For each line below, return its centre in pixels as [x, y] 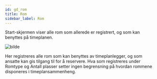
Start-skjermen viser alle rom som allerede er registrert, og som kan [72, 32]
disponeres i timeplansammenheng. [41, 72]
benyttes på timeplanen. [29, 37]
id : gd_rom [16, 9]
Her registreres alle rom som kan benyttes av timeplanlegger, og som [74, 56]
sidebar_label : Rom [25, 18]
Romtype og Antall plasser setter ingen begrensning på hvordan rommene [78, 66]
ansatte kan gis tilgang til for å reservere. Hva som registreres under [73, 62]
